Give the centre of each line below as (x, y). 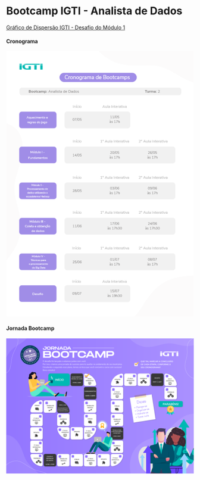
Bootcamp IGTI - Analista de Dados (94, 11)
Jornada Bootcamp (30, 328)
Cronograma (22, 41)
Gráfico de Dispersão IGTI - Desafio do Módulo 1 (66, 27)
